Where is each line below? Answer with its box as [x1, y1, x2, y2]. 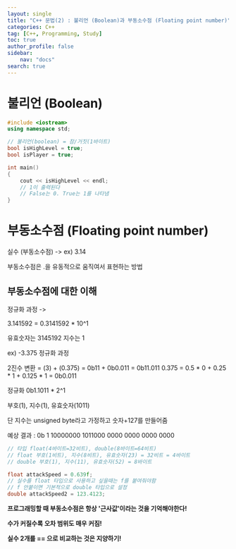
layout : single [7, 10, 52, 18]
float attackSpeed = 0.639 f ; [7, 471, 93, 478]
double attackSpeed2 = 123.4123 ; [7, 491, 106, 498]
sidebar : [7, 50, 33, 57]
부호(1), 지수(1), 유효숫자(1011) [7, 401, 90, 409]
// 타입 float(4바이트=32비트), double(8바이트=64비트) [7, 445, 157, 452]
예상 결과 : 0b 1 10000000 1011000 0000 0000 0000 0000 [7, 431, 175, 439]
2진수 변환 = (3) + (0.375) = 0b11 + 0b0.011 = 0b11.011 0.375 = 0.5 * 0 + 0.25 [7, 364, 227, 372]
